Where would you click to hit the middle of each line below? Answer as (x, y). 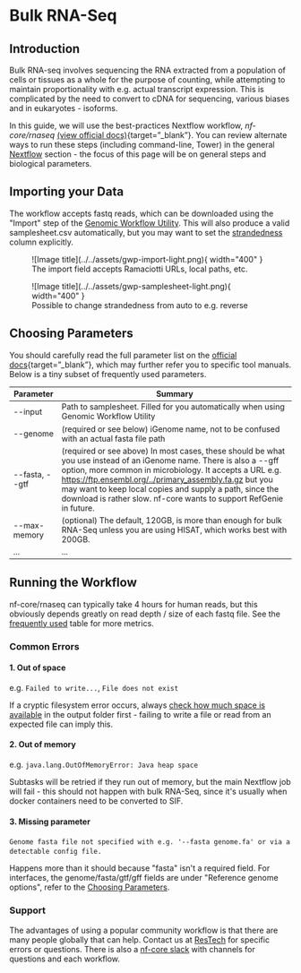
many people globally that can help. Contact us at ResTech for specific (140, 939)
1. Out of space (38, 667)
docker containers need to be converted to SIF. (96, 801)
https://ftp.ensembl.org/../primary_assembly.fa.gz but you (167, 479)
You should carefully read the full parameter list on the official (123, 355)
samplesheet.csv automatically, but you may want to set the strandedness (146, 232)
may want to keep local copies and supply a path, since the (170, 488)
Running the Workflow (73, 583)
